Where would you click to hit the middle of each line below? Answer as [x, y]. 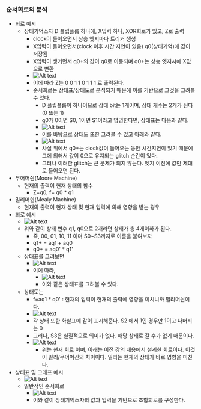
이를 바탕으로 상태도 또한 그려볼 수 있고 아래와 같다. [102, 134]
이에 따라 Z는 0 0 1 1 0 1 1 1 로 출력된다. [79, 83]
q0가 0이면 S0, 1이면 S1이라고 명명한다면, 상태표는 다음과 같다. [115, 120]
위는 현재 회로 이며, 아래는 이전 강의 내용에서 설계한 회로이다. [113, 349]
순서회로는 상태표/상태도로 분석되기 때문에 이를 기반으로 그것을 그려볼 [114, 90]
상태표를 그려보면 [44, 256]
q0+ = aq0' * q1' [53, 249]
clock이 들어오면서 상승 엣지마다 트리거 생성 [84, 39]
